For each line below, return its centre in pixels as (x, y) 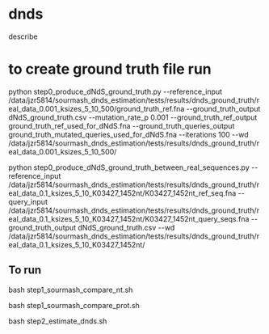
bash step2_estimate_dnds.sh (58, 321)
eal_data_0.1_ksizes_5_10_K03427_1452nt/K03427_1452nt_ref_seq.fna (122, 193)
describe (23, 36)
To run (25, 271)
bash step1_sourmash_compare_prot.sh (74, 305)
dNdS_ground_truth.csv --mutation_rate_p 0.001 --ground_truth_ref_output (133, 117)
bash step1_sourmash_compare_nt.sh (71, 290)
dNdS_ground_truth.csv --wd (126, 227)
